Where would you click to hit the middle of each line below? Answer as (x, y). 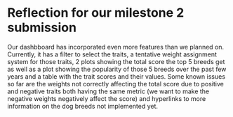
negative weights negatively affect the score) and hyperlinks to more (107, 98)
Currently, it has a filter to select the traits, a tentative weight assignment (112, 54)
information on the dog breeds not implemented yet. (83, 106)
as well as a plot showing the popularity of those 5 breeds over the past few (117, 69)
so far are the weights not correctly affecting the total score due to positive (116, 84)
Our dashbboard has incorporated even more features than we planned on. (116, 47)
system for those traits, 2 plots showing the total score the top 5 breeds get (116, 61)
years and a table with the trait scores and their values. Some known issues (116, 76)
